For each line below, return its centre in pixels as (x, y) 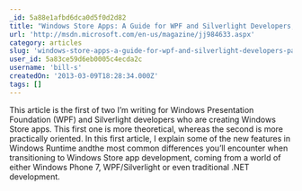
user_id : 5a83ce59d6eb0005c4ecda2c (76, 59)
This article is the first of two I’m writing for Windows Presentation (132, 109)
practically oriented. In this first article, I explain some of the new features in (150, 138)
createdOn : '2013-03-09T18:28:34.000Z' (84, 76)
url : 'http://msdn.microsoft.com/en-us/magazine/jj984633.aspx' (132, 34)
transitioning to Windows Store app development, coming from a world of (145, 157)
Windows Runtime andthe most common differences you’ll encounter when (149, 148)
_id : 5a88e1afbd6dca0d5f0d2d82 (68, 17)
